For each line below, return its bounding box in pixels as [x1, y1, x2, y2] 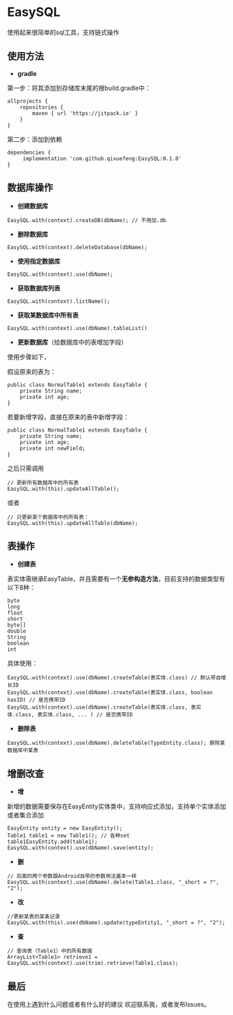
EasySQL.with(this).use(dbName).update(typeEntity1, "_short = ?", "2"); [7, 920, 226, 927]
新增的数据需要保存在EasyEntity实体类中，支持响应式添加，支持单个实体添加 [7, 802, 226, 811]
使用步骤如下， [7, 352, 50, 361]
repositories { [19, 104, 64, 111]
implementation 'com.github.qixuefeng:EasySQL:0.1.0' [22, 155, 182, 162]
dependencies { [7, 149, 51, 156]
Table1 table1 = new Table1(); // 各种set [7, 833, 130, 840]
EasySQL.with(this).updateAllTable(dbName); [7, 519, 138, 526]
